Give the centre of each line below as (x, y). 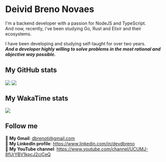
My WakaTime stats (37, 98)
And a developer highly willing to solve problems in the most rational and (83, 49)
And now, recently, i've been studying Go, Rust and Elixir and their (73, 28)
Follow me (22, 126)
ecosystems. (18, 34)
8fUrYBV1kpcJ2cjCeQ (28, 154)
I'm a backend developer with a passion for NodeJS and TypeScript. (76, 23)
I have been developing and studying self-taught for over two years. (75, 43)
